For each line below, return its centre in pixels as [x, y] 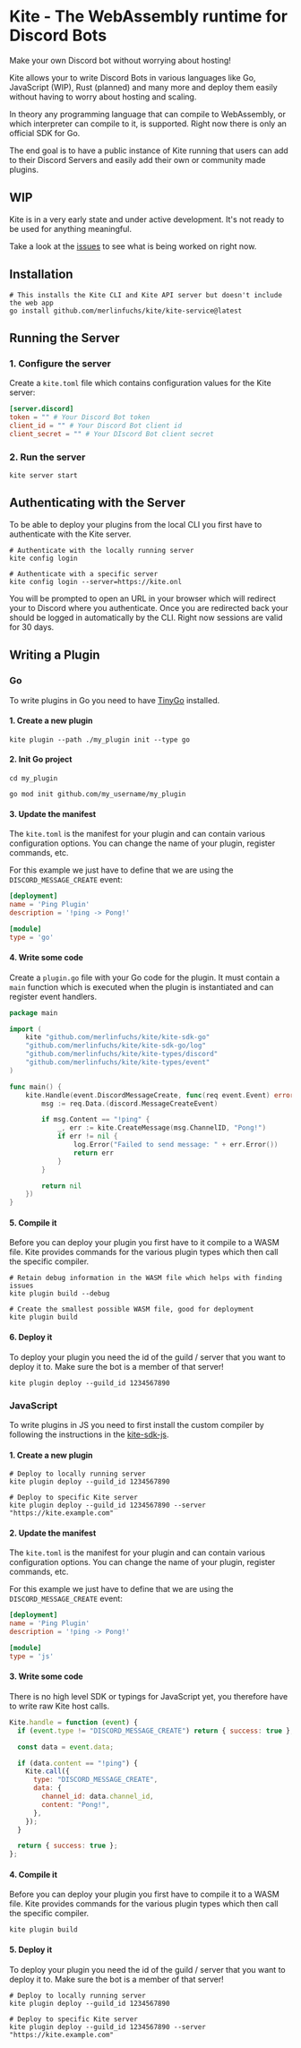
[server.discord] [42, 409]
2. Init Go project [41, 760]
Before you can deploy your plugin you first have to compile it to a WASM [144, 1894]
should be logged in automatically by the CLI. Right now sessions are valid [146, 617]
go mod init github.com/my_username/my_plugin [98, 794]
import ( [26, 1029]
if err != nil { [87, 1136]
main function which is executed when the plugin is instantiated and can [142, 986]
